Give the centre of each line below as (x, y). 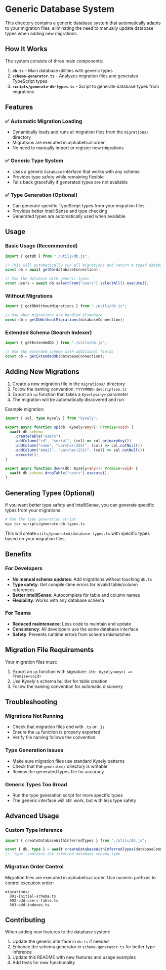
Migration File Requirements (50, 650)
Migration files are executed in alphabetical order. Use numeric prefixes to (81, 877)
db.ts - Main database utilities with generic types (62, 70)
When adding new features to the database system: (58, 932)
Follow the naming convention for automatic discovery (67, 686)
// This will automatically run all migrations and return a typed (76, 265)
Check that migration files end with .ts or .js (58, 727)
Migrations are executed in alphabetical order (59, 143)
